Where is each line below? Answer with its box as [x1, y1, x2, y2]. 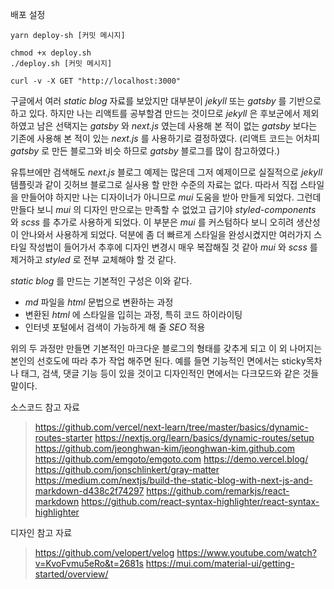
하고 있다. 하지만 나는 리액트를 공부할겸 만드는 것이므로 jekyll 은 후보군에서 [10, 108, 301, 119]
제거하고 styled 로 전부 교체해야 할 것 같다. [10, 254, 177, 265]
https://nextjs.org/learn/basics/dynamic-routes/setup [94, 432, 315, 443]
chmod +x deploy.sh [10, 48, 92, 58]
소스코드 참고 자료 [10, 401, 80, 413]
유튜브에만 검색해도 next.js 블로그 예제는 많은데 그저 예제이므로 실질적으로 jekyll [10, 166, 323, 178]
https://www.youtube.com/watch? [176, 547, 317, 558]
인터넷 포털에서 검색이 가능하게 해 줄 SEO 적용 [24, 321, 206, 333]
